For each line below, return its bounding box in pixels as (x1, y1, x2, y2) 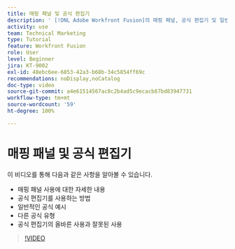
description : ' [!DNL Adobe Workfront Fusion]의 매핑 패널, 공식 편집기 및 (7, 17, 217, 24)
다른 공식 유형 (17, 211, 55, 220)
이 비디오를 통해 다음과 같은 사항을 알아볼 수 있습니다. (7, 170, 152, 179)
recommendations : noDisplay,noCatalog (7, 75, 120, 82)
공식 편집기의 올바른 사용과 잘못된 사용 (17, 220, 122, 228)
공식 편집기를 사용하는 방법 (17, 193, 91, 202)
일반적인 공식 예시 (17, 202, 66, 211)
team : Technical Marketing (7, 29, 86, 37)
